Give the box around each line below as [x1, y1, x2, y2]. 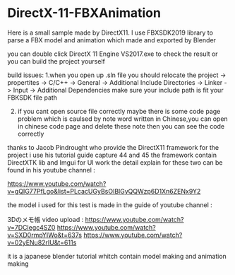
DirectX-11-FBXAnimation [7, 5, 161, 21]
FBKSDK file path [7, 93, 58, 102]
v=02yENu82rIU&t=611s [7, 238, 77, 247]
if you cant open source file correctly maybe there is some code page [17, 107, 221, 115]
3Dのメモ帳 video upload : [7, 215, 84, 223]
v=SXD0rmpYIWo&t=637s [7, 230, 83, 239]
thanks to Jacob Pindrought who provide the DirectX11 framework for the [7, 143, 219, 151]
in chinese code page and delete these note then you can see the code [17, 122, 224, 130]
